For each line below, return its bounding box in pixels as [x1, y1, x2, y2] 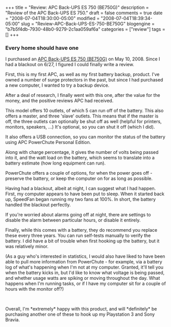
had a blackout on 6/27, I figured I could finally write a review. [5, 62, 134, 68]
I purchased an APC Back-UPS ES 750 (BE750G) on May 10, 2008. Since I [5, 56, 160, 62]
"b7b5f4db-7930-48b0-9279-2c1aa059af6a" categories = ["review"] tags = [5, 26, 165, 32]
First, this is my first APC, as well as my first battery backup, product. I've [5, 71, 160, 77]
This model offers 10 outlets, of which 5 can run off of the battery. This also [5, 108, 164, 114]
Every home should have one [5, 44, 79, 51]
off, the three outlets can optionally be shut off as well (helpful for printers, [5, 118, 162, 125]
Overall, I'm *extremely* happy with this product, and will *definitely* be [5, 306, 157, 312]
